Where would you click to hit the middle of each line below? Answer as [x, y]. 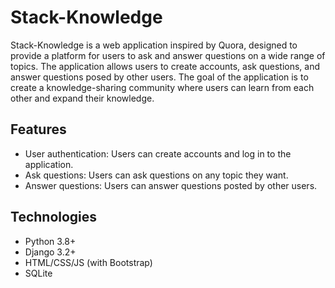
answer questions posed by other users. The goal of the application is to [159, 77]
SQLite [38, 273]
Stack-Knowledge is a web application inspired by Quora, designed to [154, 45]
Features [38, 129]
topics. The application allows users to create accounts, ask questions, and [165, 66]
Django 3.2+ [50, 252]
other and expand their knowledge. [82, 98]
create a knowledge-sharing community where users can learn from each [162, 87]
